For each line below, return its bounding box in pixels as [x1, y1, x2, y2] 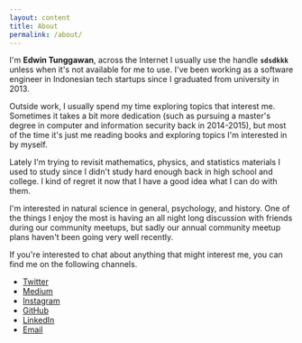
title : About [9, 22, 59, 31]
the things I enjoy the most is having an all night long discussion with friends [9, 213, 293, 224]
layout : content [9, 13, 70, 23]
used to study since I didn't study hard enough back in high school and [9, 166, 273, 177]
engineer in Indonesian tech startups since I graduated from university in [9, 74, 279, 85]
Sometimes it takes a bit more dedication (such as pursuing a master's [9, 110, 271, 122]
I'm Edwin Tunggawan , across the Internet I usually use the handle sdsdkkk [9, 55, 289, 66]
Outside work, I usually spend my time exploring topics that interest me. [9, 101, 276, 112]
